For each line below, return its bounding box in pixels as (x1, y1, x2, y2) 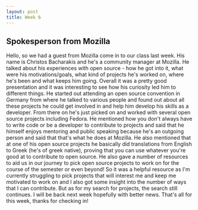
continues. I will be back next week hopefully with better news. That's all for (6, 191, 193, 198)
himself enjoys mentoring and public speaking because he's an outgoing (6, 128, 184, 135)
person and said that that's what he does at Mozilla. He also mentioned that (6, 134, 191, 142)
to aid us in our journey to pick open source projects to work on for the (6, 159, 180, 167)
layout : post (6, 8, 39, 15)
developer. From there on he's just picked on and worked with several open (6, 109, 191, 116)
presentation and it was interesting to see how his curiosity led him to (6, 84, 177, 91)
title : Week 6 (6, 14, 42, 20)
